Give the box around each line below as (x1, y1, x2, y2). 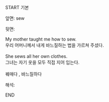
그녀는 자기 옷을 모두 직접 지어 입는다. (5, 59, 80, 65)
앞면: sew (5, 15, 25, 21)
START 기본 (5, 5, 29, 10)
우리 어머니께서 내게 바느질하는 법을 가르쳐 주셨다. (5, 42, 104, 48)
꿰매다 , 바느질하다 (5, 71, 42, 77)
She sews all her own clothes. (5, 53, 67, 59)
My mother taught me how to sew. (5, 36, 77, 42)
